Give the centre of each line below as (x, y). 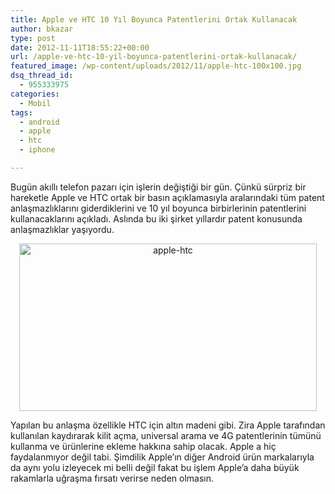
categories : (35, 94)
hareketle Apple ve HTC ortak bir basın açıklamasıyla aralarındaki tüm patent (167, 197)
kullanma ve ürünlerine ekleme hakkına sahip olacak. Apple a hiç (143, 446)
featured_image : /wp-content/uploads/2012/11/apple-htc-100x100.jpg (156, 66)
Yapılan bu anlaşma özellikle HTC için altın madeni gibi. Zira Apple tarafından (168, 425)
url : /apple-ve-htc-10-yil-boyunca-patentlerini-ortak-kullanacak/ (154, 57)
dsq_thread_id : (42, 76)
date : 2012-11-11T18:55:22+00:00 (80, 47)
